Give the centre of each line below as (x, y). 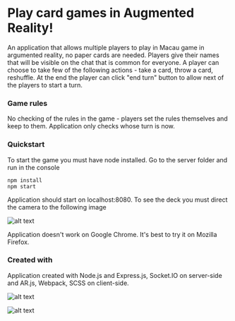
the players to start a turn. (45, 85)
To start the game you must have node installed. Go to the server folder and (117, 159)
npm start (22, 186)
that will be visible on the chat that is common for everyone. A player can (113, 62)
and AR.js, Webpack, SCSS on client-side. (68, 283)
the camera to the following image (57, 207)
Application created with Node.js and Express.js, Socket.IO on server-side (115, 275)
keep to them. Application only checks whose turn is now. (91, 126)
